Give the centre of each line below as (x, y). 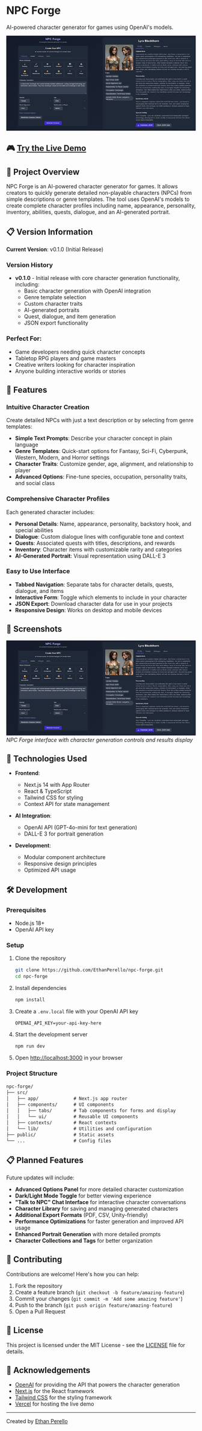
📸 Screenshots (34, 629)
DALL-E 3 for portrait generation (64, 834)
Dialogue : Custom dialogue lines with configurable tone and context (99, 536)
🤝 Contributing (34, 1259)
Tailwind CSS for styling (54, 798)
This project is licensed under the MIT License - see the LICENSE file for (96, 1345)
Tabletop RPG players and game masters (65, 358)
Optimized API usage (50, 870)
